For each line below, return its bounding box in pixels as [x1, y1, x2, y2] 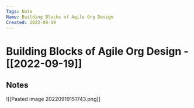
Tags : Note [6, 8, 33, 15]
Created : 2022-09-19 [6, 19, 57, 25]
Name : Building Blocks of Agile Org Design [6, 14, 114, 20]
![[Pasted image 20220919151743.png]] [6, 96, 101, 103]
